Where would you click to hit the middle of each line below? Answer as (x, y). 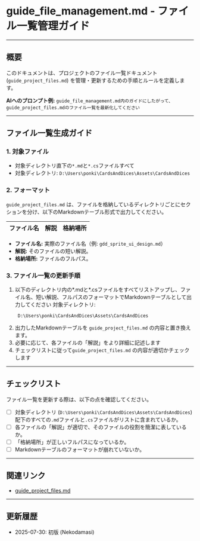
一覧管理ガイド (54, 26)
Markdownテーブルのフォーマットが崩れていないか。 (80, 450)
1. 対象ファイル (28, 152)
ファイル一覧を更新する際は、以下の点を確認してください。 (79, 399)
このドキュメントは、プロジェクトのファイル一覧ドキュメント (82, 73)
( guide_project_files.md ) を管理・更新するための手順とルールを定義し (93, 80)
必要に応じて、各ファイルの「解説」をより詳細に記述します (87, 343)
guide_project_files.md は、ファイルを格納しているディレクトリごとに (93, 204)
